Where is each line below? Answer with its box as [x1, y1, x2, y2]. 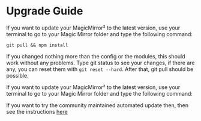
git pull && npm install [6, 42, 68, 48]
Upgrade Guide [6, 4, 83, 18]
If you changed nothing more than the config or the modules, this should [6, 52, 185, 60]
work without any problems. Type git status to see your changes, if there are [6, 59, 195, 66]
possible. [6, 72, 29, 79]
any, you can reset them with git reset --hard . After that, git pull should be [6, 65, 194, 73]
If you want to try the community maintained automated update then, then [6, 101, 189, 109]
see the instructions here [6, 108, 68, 115]
